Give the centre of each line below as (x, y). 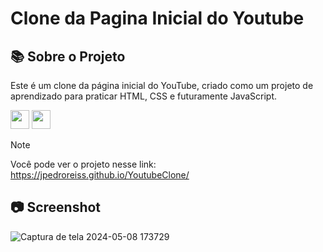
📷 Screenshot (56, 207)
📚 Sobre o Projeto (68, 56)
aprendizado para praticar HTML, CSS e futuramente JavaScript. (144, 96)
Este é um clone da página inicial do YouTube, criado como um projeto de (162, 85)
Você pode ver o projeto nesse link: (83, 164)
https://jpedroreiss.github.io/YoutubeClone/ (100, 175)
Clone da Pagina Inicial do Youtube (157, 18)
